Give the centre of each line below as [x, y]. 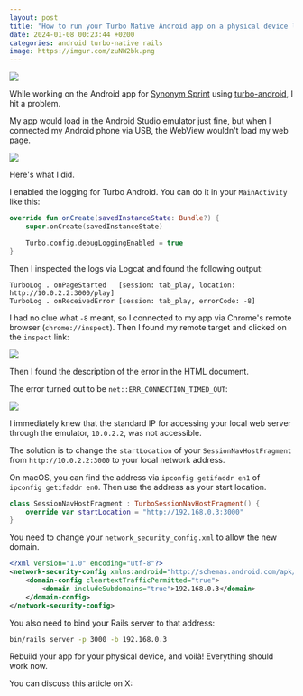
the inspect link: [39, 337]
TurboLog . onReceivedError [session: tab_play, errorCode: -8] [133, 301]
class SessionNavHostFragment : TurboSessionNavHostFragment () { [134, 503]
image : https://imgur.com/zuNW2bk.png [82, 51]
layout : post [34, 18]
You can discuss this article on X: [71, 683]
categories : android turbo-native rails [87, 43]
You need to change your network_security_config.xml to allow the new [143, 537]
